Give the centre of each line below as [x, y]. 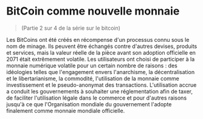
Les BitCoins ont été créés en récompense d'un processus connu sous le [98, 39]
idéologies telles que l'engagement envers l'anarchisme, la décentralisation [101, 72]
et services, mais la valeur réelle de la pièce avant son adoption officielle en [101, 52]
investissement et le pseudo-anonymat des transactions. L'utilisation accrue [101, 85]
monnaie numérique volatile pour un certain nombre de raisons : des [92, 66]
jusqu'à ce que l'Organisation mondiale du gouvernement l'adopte [89, 104]
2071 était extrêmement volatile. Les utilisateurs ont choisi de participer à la [101, 59]
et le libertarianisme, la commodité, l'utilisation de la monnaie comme [93, 78]
